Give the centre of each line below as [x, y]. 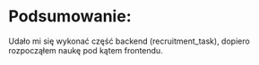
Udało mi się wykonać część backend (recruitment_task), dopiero [129, 41]
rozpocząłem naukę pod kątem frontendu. [86, 50]
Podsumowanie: [70, 16]
